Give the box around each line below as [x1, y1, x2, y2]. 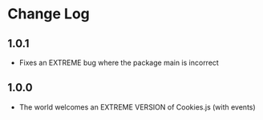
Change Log [7, 5, 90, 23]
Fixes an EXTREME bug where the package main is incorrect [18, 58, 220, 67]
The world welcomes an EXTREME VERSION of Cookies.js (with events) [18, 102, 256, 112]
